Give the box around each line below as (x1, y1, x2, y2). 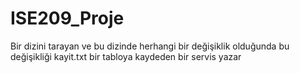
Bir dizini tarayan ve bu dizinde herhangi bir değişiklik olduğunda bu (10, 40, 290, 52)
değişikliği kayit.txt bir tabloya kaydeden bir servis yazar (10, 50, 242, 62)
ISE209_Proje (10, 7, 125, 30)
